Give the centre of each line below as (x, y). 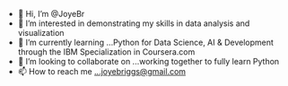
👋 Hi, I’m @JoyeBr (51, 14)
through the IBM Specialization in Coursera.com (106, 52)
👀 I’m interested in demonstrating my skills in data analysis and (134, 23)
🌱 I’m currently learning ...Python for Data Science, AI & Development (145, 42)
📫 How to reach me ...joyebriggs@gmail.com (102, 71)
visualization (41, 33)
